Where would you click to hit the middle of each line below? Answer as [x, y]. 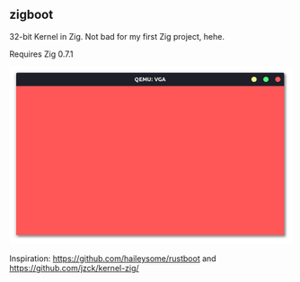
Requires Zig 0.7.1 [41, 54]
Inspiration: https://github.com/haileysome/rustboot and [113, 259]
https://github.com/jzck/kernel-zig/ [74, 268]
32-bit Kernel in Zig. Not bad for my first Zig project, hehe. [117, 36]
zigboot [31, 15]
